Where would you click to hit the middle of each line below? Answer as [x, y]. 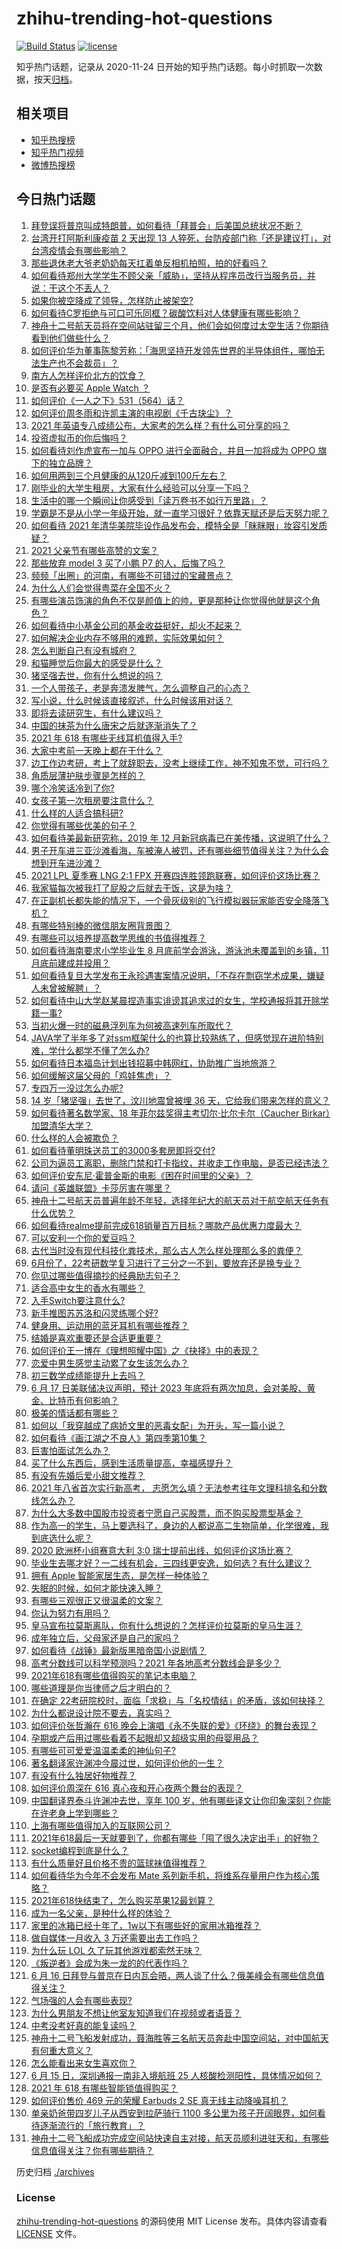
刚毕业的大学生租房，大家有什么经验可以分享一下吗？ [140, 488]
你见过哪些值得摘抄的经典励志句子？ [105, 1275]
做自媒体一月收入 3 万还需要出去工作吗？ [115, 1938]
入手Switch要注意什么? [78, 1300]
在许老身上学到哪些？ [74, 1813]
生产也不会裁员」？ [79, 363]
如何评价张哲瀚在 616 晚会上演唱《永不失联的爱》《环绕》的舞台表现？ [174, 1725]
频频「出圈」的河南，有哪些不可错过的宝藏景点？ [131, 575]
